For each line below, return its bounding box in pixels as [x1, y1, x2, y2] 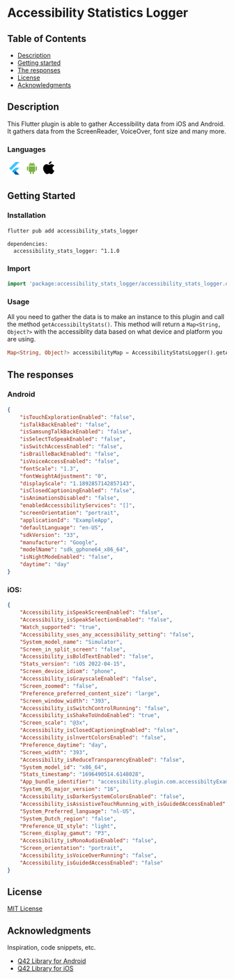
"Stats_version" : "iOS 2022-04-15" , [19, 661, 127, 668]
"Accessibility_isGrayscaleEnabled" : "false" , [19, 675, 157, 682]
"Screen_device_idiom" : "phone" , [19, 668, 117, 675]
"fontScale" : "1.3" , [19, 465, 79, 472]
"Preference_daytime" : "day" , [19, 742, 108, 749]
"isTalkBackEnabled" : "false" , [19, 421, 111, 428]
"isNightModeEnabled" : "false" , [19, 554, 114, 561]
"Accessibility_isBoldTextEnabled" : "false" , [19, 653, 155, 661]
